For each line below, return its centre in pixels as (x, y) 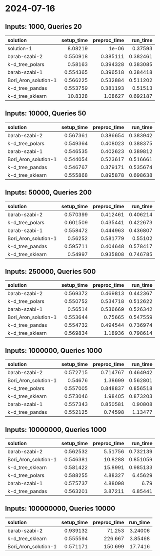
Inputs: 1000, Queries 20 (43, 27)
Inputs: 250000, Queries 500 (50, 272)
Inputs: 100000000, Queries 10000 (60, 509)
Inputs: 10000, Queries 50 (46, 114)
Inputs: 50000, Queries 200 (49, 193)
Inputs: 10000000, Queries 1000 (56, 430)
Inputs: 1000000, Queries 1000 (54, 351)
